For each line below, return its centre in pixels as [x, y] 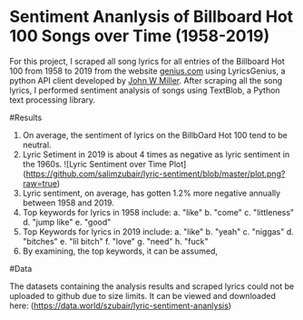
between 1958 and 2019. [68, 203]
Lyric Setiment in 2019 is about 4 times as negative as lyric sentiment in [156, 154]
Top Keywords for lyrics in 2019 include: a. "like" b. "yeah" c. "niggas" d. [158, 231]
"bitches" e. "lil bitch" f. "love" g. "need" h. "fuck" [115, 241]
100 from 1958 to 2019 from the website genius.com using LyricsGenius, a [147, 71]
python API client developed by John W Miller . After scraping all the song [146, 80]
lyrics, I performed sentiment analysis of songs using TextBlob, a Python [145, 90]
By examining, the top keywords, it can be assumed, [120, 251]
